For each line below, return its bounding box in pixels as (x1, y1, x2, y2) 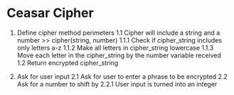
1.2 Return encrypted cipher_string (16, 58, 119, 67)
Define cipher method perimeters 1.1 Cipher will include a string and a (16, 28, 220, 37)
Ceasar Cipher (6, 5, 94, 21)
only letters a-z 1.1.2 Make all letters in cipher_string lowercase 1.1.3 (16, 43, 214, 52)
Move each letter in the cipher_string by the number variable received (16, 51, 222, 60)
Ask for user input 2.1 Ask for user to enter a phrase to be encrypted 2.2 (16, 72, 228, 81)
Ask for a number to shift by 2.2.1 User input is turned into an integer (16, 79, 218, 88)
